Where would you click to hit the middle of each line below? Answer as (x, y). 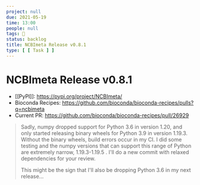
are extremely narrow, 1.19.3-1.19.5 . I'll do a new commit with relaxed (105, 152)
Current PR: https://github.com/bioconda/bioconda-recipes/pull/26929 (102, 115)
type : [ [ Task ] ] (30, 51)
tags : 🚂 (16, 34)
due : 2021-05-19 (26, 17)
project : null (24, 12)
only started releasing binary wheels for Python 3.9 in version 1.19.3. (104, 133)
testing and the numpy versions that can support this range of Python (106, 146)
